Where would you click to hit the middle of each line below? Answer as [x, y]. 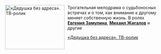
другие [75, 28]
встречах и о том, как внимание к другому [112, 13]
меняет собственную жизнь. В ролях [106, 18]
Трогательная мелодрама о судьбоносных [112, 7]
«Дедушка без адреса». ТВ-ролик [103, 37]
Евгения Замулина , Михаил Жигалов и [109, 23]
